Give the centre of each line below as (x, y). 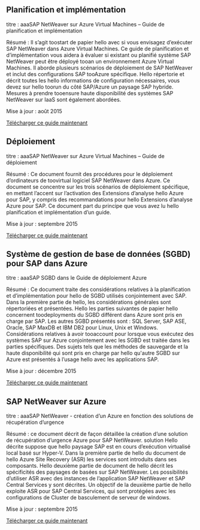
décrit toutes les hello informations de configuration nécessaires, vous (93, 80)
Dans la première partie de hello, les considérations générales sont (89, 302)
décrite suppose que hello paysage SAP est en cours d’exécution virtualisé (99, 447)
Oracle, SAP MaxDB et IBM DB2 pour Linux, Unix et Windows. (82, 328)
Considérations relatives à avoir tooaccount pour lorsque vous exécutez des (100, 334)
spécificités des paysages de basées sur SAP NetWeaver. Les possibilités (97, 472)
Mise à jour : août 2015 (34, 111)
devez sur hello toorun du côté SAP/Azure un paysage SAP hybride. (90, 87)
